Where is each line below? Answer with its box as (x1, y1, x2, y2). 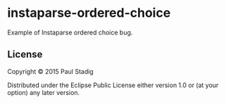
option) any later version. (7, 88, 80, 96)
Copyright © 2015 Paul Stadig (7, 67, 94, 75)
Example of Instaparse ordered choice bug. (7, 28, 133, 37)
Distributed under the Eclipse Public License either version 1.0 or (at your (7, 81, 219, 89)
